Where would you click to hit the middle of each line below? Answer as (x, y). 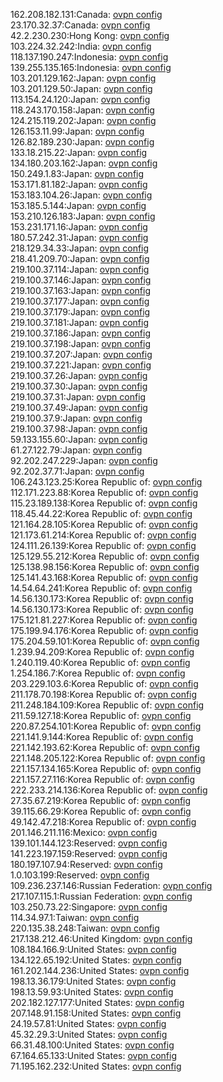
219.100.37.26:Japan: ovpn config (79, 375)
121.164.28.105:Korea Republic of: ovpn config (104, 524)
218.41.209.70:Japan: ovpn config (80, 258)
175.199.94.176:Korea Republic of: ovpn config (104, 630)
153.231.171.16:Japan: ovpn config (79, 227)
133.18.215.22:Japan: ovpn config (79, 152)
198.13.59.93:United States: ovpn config (92, 992)
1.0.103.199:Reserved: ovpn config (80, 875)
